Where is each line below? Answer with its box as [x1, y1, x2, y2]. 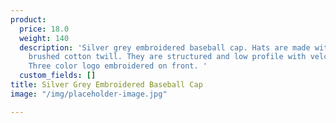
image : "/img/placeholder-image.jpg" [10, 89, 168, 99]
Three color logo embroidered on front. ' [28, 61, 208, 71]
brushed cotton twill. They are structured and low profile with [28, 52, 307, 62]
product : [10, 14, 47, 25]
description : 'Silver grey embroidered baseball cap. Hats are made [19, 42, 311, 53]
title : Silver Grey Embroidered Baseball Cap [10, 80, 203, 90]
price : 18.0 [19, 24, 70, 34]
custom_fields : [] [19, 71, 97, 81]
